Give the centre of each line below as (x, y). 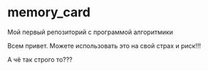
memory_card (49, 12)
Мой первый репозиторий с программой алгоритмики (90, 32)
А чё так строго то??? (40, 59)
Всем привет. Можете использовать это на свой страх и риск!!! (104, 45)
